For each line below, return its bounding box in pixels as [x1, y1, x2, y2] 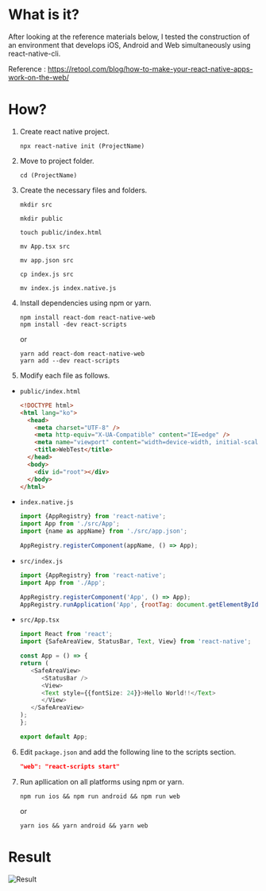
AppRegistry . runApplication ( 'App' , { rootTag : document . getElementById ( [19, 600, 262, 609]
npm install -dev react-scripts [19, 320, 127, 328]
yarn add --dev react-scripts [19, 356, 121, 365]
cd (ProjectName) [19, 171, 78, 180]
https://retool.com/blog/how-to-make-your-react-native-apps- [47, 64, 253, 73]
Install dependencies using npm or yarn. [19, 298, 152, 308]
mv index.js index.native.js [19, 284, 117, 292]
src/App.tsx [19, 616, 60, 625]
